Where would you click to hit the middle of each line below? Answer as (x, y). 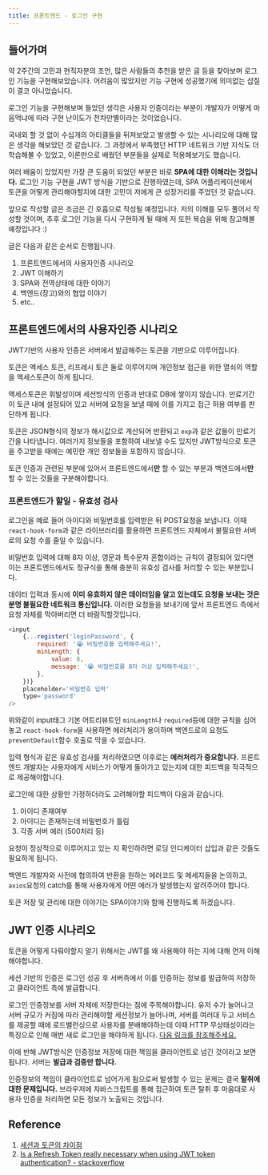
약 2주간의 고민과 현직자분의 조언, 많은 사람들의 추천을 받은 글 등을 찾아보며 (126, 71)
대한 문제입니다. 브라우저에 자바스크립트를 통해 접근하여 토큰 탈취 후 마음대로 (128, 1088)
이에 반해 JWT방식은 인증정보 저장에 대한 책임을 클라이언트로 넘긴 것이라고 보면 (132, 1052)
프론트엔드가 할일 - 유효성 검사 (63, 501)
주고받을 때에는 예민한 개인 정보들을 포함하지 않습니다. (101, 451)
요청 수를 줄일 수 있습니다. (64, 540)
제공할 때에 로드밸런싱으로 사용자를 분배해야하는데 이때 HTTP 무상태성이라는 (136, 1024)
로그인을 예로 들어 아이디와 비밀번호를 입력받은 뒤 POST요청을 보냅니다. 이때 (128, 520)
